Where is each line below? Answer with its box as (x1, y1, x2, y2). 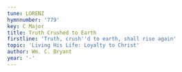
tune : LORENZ (7, 10, 45, 17)
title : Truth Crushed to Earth (7, 29, 97, 36)
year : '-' (7, 55, 36, 62)
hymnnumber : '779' (7, 16, 60, 23)
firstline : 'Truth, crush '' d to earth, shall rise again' (7, 36, 177, 43)
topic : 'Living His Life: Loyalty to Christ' (7, 42, 139, 49)
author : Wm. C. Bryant (7, 49, 72, 56)
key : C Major (7, 23, 45, 29)
